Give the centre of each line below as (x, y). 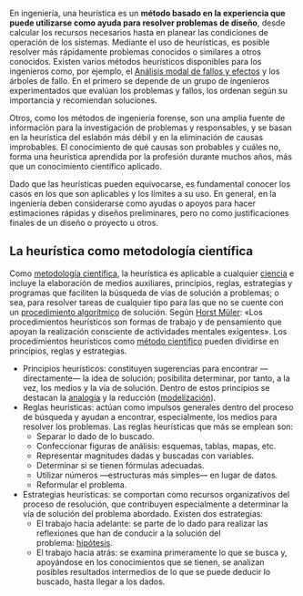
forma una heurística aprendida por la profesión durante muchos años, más (151, 157)
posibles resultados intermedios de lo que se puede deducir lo (153, 571)
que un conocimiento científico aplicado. (86, 166)
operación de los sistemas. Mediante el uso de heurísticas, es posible (140, 42)
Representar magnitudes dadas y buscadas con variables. (145, 456)
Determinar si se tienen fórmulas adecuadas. (120, 465)
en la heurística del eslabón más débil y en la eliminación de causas (136, 137)
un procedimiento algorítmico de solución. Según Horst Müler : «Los (136, 312)
